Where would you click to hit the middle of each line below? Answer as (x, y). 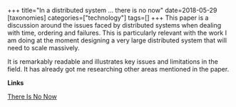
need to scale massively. (43, 48)
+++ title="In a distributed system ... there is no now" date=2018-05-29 (112, 10)
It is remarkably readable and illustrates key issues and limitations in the (113, 62)
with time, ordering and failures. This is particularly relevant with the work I (117, 33)
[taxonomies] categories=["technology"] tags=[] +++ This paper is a (108, 18)
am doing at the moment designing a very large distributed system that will (117, 40)
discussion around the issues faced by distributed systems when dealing (114, 25)
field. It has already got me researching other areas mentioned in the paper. (118, 69)
